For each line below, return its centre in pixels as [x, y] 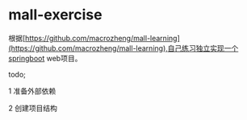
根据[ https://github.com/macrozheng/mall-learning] [94, 38]
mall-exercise [55, 15]
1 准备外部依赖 [32, 91]
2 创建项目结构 [33, 108]
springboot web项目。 [45, 58]
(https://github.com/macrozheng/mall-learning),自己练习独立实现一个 [123, 48]
